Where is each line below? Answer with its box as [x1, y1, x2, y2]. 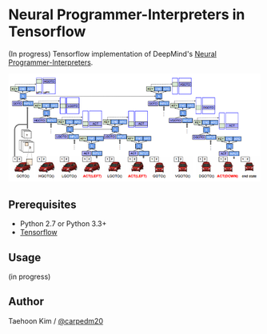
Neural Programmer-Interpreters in [8, 6, 245, 24]
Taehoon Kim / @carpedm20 [8, 316, 104, 325]
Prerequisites [8, 197, 77, 211]
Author [8, 295, 44, 308]
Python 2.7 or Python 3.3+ [19, 219, 107, 229]
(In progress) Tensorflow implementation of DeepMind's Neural [8, 49, 217, 58]
